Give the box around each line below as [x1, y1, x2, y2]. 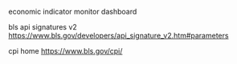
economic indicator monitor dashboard [8, 7, 137, 16]
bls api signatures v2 [8, 22, 78, 31]
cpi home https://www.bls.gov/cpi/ [8, 46, 123, 55]
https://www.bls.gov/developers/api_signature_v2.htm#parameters [8, 31, 229, 40]
